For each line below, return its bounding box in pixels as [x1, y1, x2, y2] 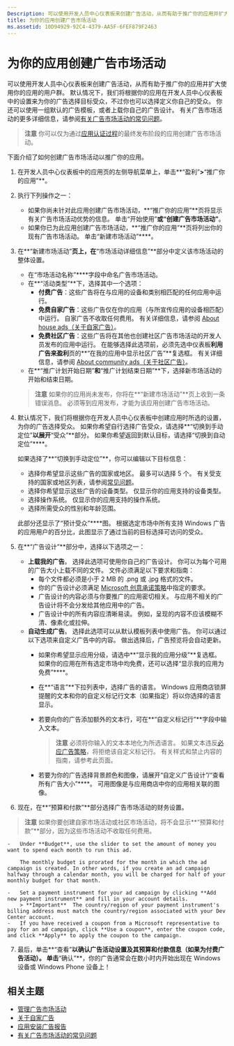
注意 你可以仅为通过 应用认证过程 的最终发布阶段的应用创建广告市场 [24, 130, 216, 138]
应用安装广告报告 [17, 1022, 67, 1031]
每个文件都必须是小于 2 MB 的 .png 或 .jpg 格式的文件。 [38, 575, 197, 583]
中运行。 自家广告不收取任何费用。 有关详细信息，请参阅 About [38, 314, 219, 323]
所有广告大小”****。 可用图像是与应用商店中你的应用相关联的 [38, 780, 214, 788]
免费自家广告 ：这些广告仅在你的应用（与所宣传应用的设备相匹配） [38, 305, 225, 314]
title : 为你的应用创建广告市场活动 [7, 17, 97, 24]
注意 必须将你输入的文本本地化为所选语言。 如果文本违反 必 [55, 738, 224, 747]
